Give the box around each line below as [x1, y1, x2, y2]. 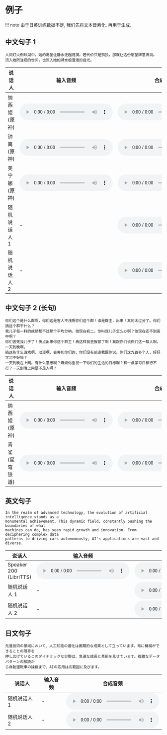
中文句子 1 [5, 38, 36, 46]
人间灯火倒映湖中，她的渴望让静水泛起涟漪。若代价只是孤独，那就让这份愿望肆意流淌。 [5, 52, 157, 57]
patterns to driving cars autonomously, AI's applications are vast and [5, 536, 159, 542]
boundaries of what [5, 523, 46, 528]
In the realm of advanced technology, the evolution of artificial [5, 510, 148, 515]
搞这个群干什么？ [5, 324, 35, 328]
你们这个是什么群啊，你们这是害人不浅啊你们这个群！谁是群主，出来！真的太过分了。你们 [5, 318, 161, 323]
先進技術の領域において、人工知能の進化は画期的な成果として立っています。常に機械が [5, 644, 156, 649]
